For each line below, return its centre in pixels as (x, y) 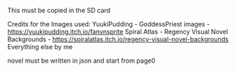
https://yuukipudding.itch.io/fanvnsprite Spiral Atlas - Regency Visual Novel (118, 32)
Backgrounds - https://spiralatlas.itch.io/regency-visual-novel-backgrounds (118, 39)
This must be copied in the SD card (59, 10)
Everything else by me (40, 47)
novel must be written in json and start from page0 (81, 61)
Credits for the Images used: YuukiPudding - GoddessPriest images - (109, 24)
